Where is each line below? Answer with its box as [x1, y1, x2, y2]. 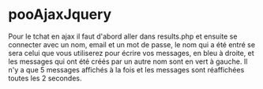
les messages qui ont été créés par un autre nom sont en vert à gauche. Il [8, 57, 248, 66]
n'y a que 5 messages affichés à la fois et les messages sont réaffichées [8, 65, 245, 74]
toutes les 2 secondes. [8, 73, 82, 83]
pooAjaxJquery [8, 6, 112, 24]
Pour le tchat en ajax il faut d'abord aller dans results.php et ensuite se [8, 32, 238, 41]
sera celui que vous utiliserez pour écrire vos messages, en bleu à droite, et [8, 48, 254, 57]
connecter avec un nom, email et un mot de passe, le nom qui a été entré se [8, 39, 255, 49]
